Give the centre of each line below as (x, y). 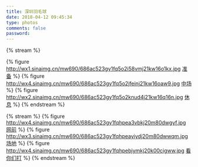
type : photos (22, 22)
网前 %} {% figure (28, 130)
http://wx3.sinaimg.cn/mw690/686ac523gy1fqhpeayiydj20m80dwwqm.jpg (97, 136)
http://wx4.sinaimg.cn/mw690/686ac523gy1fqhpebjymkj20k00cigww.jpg (95, 150)
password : (18, 34)
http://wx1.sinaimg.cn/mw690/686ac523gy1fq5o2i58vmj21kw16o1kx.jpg (93, 69)
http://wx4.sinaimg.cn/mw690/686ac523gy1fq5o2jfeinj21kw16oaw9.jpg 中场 (99, 84)
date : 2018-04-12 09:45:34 (39, 17)
